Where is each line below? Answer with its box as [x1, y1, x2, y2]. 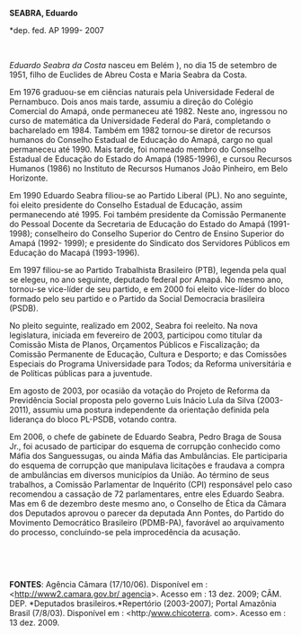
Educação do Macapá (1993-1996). [9, 247, 140, 258]
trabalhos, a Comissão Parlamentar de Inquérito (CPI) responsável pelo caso [9, 480, 293, 489]
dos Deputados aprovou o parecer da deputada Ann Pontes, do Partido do [9, 507, 285, 518]
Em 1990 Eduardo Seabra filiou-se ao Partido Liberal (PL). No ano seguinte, [9, 190, 288, 200]
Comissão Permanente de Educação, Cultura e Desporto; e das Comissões [9, 349, 288, 359]
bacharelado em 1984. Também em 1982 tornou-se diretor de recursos [9, 125, 271, 136]
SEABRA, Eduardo [9, 8, 78, 18]
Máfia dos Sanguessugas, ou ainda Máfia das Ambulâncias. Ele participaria [9, 451, 288, 461]
